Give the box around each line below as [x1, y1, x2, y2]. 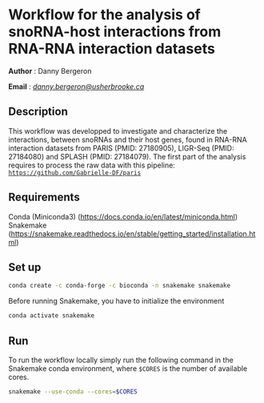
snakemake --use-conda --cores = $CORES [8, 387, 138, 396]
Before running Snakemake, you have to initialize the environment [8, 296, 225, 306]
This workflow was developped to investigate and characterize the [8, 126, 228, 135]
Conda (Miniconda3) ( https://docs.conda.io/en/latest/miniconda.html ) [8, 212, 238, 221]
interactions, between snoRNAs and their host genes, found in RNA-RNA [8, 135, 247, 144]
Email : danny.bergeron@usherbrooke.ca [8, 82, 145, 91]
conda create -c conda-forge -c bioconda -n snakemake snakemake [8, 282, 230, 290]
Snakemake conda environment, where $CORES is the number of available [8, 363, 248, 373]
